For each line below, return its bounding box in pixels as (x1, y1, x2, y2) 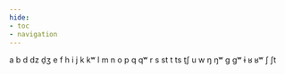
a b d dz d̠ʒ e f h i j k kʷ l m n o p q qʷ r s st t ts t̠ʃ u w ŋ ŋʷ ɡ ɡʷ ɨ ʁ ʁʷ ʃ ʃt (9, 54, 277, 65)
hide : (9, 12, 29, 22)
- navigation (9, 29, 58, 38)
